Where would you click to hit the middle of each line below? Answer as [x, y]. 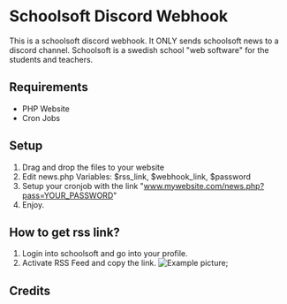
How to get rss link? [65, 232]
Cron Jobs [41, 118]
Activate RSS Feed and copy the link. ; [125, 263]
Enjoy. [33, 204]
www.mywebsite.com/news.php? [204, 186]
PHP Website [46, 109]
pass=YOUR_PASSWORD [68, 195]
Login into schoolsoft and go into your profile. [105, 254]
